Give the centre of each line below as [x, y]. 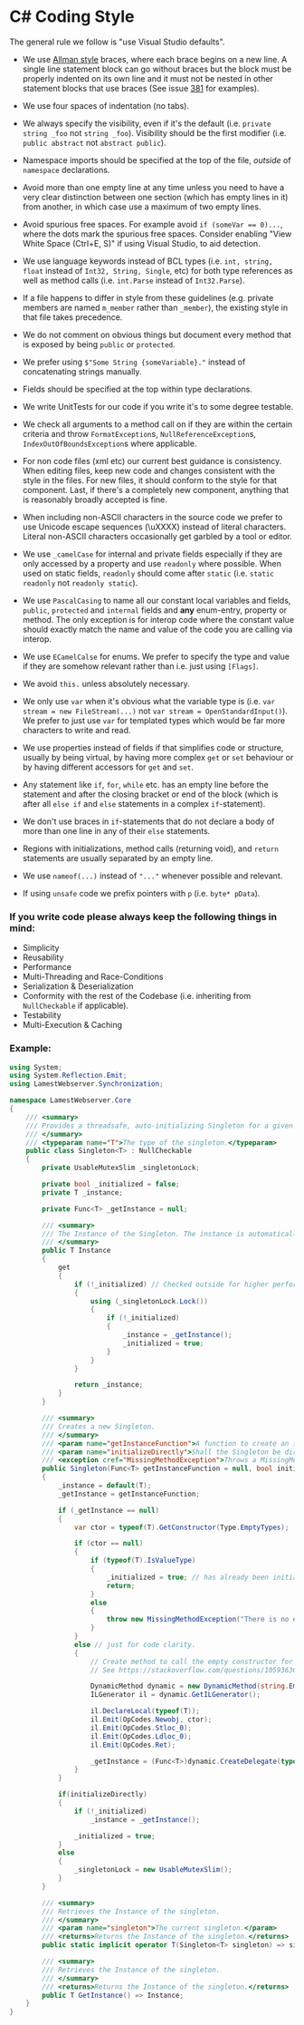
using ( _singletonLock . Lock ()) [149, 1301]
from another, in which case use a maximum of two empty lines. [142, 207]
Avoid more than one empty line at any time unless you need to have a [153, 187]
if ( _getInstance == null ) [109, 1510]
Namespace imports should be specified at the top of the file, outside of [157, 160]
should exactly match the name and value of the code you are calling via [157, 629]
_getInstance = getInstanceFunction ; [129, 1494]
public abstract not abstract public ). [94, 142]
